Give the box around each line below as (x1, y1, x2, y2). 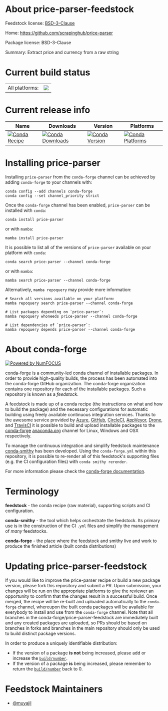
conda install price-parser (5, 217, 64, 222)
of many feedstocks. (5, 528, 48, 534)
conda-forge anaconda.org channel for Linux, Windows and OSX (5, 427, 139, 433)
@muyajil (12, 700, 31, 706)
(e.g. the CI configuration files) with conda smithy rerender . (5, 458, 127, 464)
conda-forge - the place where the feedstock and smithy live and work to (5, 538, 157, 544)
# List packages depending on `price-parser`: (5, 309, 104, 314)
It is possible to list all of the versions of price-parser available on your (5, 244, 151, 250)
